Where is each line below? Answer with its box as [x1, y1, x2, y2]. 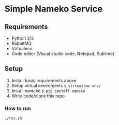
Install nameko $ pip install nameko [11, 88, 85, 94]
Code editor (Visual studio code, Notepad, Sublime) [11, 51, 115, 56]
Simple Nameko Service [4, 3, 103, 14]
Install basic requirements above [11, 77, 77, 83]
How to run [4, 105, 31, 111]
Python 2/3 [11, 35, 34, 41]
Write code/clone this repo [11, 93, 65, 98]
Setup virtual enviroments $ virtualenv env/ [11, 83, 101, 88]
